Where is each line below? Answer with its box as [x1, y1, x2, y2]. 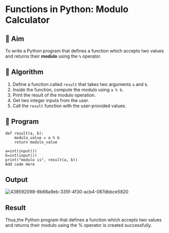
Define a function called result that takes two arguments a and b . [12, 81, 149, 87]
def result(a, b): [5, 130, 44, 136]
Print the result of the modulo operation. [12, 92, 96, 98]
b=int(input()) [5, 153, 37, 158]
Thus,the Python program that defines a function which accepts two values [5, 217, 162, 223]
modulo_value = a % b [14, 135, 60, 140]
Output [5, 175, 28, 184]
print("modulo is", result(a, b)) [5, 157, 78, 162]
